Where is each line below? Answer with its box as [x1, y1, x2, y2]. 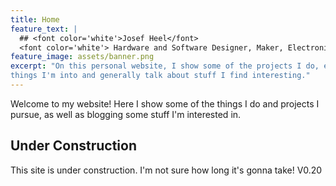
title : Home [10, 14, 60, 25]
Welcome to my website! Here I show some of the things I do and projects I [10, 97, 320, 110]
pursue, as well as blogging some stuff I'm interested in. [10, 108, 242, 120]
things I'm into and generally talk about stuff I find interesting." [10, 71, 311, 81]
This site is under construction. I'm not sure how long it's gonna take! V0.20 [10, 164, 323, 176]
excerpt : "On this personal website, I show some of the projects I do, [10, 61, 320, 71]
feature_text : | [10, 24, 78, 34]
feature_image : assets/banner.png [10, 52, 155, 62]
